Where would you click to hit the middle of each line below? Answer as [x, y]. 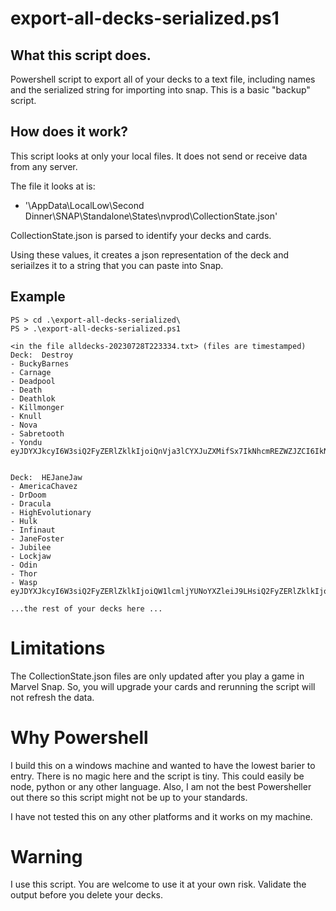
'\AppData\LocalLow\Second [84, 205]
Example [38, 297]
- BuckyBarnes [40, 363]
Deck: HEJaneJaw [46, 477]
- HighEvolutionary [51, 512]
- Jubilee [31, 547]
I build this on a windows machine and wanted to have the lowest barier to [163, 765]
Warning [46, 856]
